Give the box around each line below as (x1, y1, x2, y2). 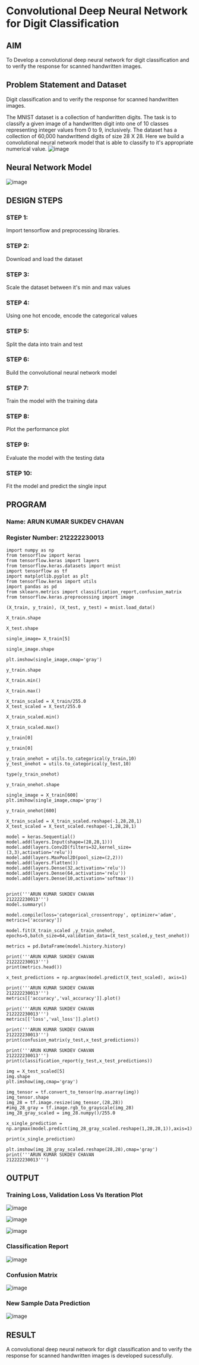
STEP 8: (6, 412, 30, 420)
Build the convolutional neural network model (6, 369, 117, 376)
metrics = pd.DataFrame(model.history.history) (6, 943, 127, 949)
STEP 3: (6, 270, 30, 278)
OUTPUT (6, 1173, 40, 1183)
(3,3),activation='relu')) (6, 849, 73, 855)
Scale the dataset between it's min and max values (6, 283, 131, 291)
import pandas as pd (6, 584, 58, 590)
